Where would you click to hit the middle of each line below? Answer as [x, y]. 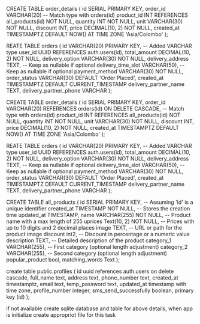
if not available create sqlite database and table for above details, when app [100, 308]
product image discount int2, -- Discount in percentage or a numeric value [98, 234]
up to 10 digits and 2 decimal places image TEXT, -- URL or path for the [94, 228]
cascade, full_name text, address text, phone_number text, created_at [92, 278]
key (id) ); [18, 297]
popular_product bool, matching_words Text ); [63, 260]
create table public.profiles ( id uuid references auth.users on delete [90, 271]
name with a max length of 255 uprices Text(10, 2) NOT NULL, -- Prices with [100, 221]
